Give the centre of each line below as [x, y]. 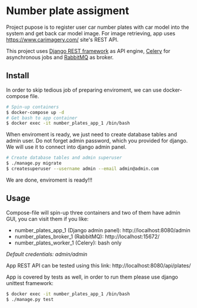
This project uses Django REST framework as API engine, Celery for [88, 51]
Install [18, 76]
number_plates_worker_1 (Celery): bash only [68, 243]
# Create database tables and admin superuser [64, 158]
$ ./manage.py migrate [34, 163]
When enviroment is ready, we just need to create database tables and [92, 135]
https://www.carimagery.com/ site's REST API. [62, 39]
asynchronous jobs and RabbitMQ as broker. [60, 57]
